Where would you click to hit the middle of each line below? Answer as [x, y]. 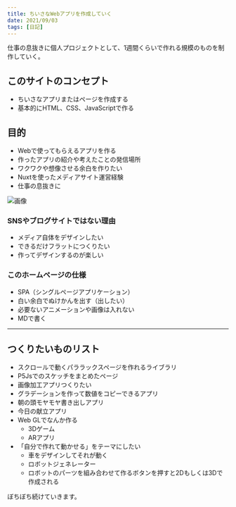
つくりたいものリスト [53, 349]
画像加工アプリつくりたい [54, 385]
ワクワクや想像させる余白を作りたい [70, 168]
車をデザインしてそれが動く [68, 456]
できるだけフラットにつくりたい [64, 246]
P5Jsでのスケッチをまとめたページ [68, 376]
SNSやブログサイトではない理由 [61, 220]
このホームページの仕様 [47, 275]
